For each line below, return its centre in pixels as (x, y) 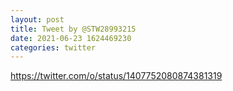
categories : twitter (53, 47)
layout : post (37, 19)
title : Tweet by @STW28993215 (73, 29)
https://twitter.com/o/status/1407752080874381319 (116, 76)
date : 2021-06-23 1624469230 (71, 38)
